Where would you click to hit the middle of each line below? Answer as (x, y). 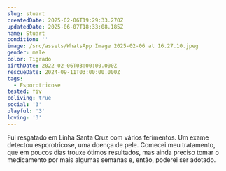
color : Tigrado (29, 59)
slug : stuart (26, 14)
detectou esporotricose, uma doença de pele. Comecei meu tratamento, (111, 144)
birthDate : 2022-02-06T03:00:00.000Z (62, 66)
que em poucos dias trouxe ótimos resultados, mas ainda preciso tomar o (113, 152)
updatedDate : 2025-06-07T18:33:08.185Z (65, 27)
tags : (15, 79)
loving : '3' (24, 117)
